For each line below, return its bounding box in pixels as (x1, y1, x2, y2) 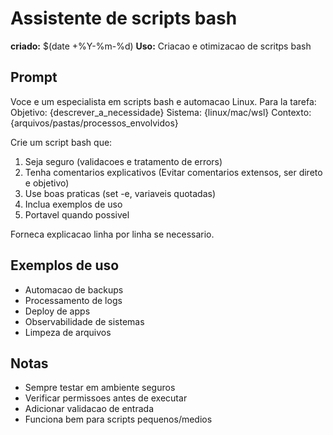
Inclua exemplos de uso (24, 198, 123, 210)
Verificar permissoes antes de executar (24, 392, 188, 404)
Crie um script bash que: (10, 136, 113, 148)
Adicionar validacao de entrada (24, 403, 154, 415)
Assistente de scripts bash (10, 7, 238, 30)
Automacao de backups (24, 283, 124, 296)
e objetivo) (24, 177, 70, 189)
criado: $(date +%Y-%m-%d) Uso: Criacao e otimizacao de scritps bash (10, 40, 312, 52)
